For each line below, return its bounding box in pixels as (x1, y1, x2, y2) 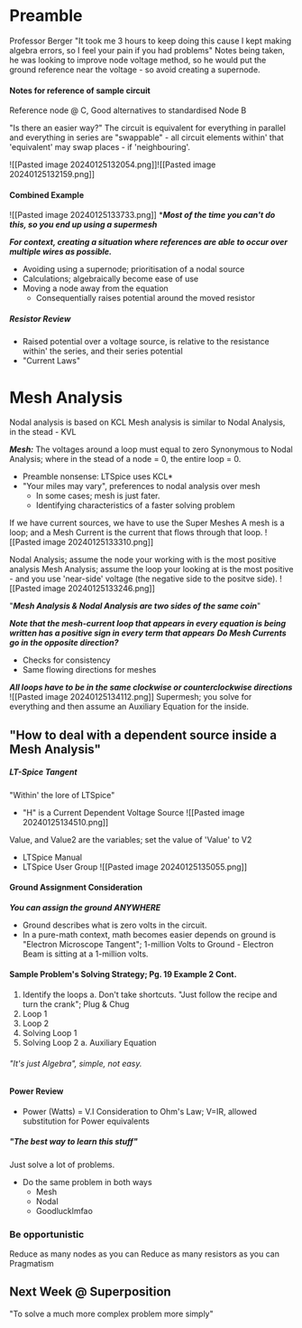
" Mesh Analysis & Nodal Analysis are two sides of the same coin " (9, 600, 261, 611)
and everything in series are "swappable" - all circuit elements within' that (9, 132, 284, 143)
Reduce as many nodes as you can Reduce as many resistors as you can (9, 1248, 279, 1259)
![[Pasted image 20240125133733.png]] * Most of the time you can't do (9, 210, 276, 221)
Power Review (9, 1086, 64, 1097)
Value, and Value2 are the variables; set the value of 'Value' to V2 (9, 834, 252, 845)
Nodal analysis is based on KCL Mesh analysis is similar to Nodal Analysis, (9, 417, 286, 428)
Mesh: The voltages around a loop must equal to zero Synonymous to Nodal (9, 444, 293, 455)
